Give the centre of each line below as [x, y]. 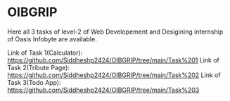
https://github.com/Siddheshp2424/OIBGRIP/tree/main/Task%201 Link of [114, 60]
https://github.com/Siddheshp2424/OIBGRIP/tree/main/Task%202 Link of [114, 75]
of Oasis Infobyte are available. [52, 39]
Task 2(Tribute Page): [39, 67]
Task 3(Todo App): [34, 82]
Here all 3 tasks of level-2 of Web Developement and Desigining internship [115, 32]
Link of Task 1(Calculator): [45, 53]
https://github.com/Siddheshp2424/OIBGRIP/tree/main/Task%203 [103, 90]
